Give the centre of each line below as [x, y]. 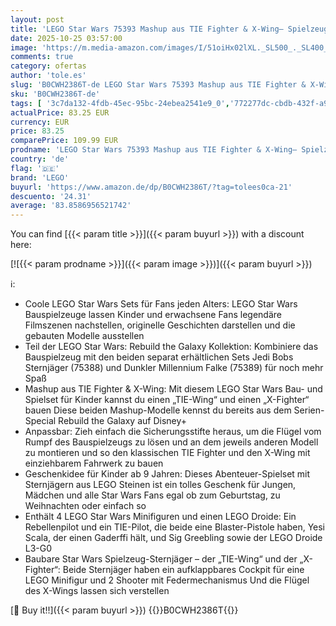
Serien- [309, 410]
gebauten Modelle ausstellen [84, 336]
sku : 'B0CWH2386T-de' [55, 94]
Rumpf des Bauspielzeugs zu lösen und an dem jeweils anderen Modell [171, 442]
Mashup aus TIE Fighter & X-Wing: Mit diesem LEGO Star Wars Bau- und [173, 389]
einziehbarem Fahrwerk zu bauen [94, 463]
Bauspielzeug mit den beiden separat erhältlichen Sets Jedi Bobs [159, 357]
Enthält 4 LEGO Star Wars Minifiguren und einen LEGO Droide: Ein [160, 517]
